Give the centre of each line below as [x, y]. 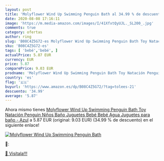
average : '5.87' [21, 96]
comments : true [20, 28]
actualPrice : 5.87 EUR [28, 55]
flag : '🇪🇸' [17, 82]
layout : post [18, 10]
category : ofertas [24, 32]
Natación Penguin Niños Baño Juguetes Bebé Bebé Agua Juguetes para [78, 115]
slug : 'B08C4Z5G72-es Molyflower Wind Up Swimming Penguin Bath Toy [76, 41]
